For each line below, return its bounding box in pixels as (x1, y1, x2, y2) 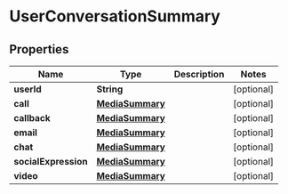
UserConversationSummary (9, 6, 220, 27)
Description (173, 69, 225, 80)
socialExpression (13, 156, 88, 167)
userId (13, 83, 42, 95)
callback (13, 112, 51, 124)
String (96, 83, 124, 95)
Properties (9, 42, 69, 57)
